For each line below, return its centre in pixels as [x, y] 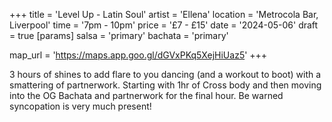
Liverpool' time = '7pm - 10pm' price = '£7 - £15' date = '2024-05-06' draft [164, 25]
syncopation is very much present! [80, 106]
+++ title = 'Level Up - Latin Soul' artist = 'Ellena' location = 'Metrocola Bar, [164, 14]
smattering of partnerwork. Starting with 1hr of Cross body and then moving [165, 85]
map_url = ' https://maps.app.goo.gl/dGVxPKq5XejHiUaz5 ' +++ [138, 55]
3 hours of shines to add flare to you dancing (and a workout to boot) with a [165, 74]
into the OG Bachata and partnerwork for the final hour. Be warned [146, 95]
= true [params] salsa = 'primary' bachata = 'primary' [119, 35]
